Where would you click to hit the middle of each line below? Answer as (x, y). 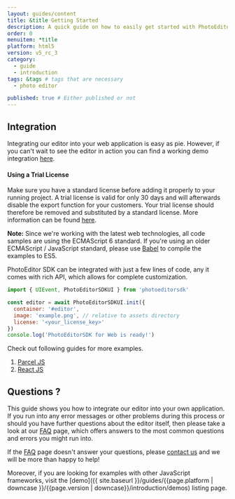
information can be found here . (52, 220)
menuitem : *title (33, 40)
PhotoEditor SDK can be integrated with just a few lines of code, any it (108, 270)
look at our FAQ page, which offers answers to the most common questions (116, 431)
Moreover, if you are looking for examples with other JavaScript (99, 473)
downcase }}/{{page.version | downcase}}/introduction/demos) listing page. (117, 488)
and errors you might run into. (50, 439)
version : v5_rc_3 (33, 53)
